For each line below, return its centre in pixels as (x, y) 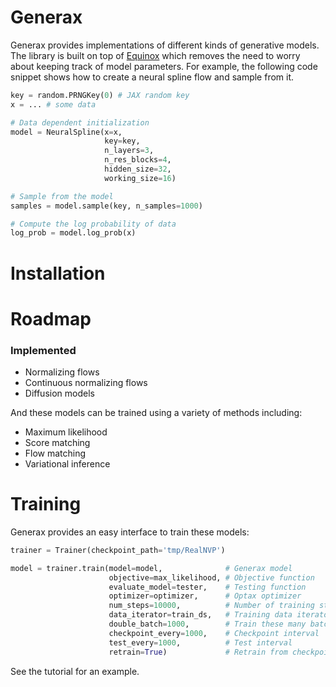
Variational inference (67, 463)
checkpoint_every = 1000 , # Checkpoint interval (214, 633)
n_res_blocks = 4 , (138, 160)
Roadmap (51, 318)
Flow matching (55, 453)
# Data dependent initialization (80, 122)
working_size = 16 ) (140, 178)
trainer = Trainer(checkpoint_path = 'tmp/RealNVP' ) (118, 550)
